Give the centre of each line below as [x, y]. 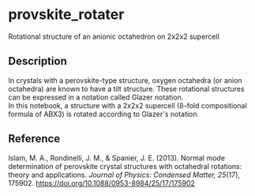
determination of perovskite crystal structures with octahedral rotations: [125, 166]
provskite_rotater [66, 15]
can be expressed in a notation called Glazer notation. [96, 97]
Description [37, 61]
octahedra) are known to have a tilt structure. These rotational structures [126, 89]
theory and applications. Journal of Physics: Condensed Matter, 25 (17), [124, 175]
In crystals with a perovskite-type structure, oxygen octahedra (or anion [125, 80]
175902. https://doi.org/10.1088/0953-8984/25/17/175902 [102, 183]
